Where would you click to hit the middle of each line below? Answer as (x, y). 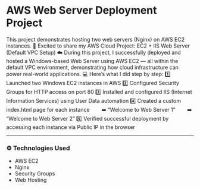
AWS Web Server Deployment (82, 10)
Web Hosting (31, 180)
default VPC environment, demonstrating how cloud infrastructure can (92, 67)
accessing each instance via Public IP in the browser (71, 127)
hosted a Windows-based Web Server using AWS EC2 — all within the (92, 61)
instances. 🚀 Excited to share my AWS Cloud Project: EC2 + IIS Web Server (98, 46)
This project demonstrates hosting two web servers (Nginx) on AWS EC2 (96, 39)
